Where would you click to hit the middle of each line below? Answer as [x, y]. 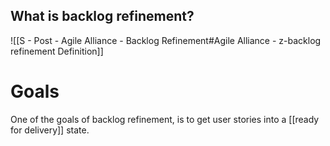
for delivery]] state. [50, 130]
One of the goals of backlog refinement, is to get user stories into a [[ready [165, 119]
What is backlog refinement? [102, 16]
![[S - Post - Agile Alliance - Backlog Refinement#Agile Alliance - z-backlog [166, 40]
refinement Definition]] [57, 51]
